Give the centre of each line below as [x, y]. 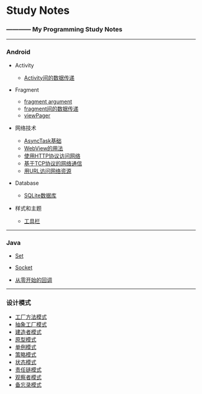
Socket [24, 268]
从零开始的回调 [33, 280]
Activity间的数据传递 [49, 78]
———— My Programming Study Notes [64, 30]
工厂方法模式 [31, 317]
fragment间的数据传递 [51, 109]
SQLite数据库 [40, 195]
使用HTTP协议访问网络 [52, 156]
